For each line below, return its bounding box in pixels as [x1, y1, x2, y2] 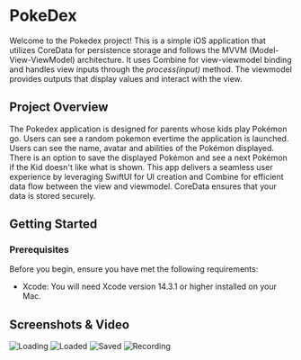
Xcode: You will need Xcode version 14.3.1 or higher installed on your [22, 281, 277, 292]
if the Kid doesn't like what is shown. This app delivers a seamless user [9, 161, 273, 172]
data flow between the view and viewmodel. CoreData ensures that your [9, 181, 277, 192]
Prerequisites [9, 244, 69, 256]
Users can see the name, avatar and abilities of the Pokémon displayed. [9, 142, 275, 153]
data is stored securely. [9, 190, 96, 201]
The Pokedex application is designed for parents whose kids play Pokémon [9, 123, 288, 134]
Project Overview [9, 100, 109, 115]
